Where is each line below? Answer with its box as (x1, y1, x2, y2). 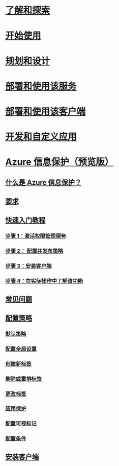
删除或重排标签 (5, 375, 42, 382)
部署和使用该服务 (5, 80, 77, 92)
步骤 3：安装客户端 (5, 262, 52, 269)
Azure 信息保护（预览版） (5, 156, 114, 168)
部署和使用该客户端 (5, 106, 86, 117)
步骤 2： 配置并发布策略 (5, 248, 64, 255)
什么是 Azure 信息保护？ (5, 178, 82, 187)
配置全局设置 (5, 345, 37, 352)
